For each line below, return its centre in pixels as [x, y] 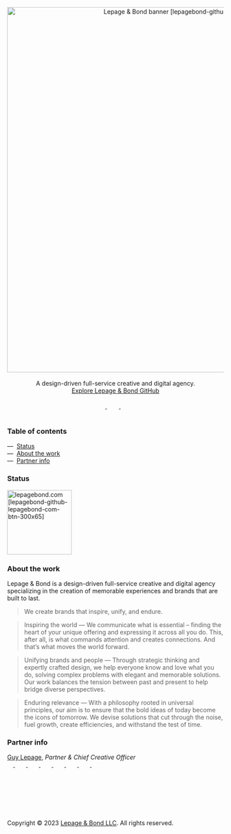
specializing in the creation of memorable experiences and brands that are [112, 591]
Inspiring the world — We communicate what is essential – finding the [123, 624]
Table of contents [37, 431]
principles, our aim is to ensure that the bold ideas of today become [120, 710]
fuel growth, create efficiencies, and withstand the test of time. [113, 724]
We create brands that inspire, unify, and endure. [93, 611]
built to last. [24, 598]
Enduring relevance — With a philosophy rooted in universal [109, 702]
